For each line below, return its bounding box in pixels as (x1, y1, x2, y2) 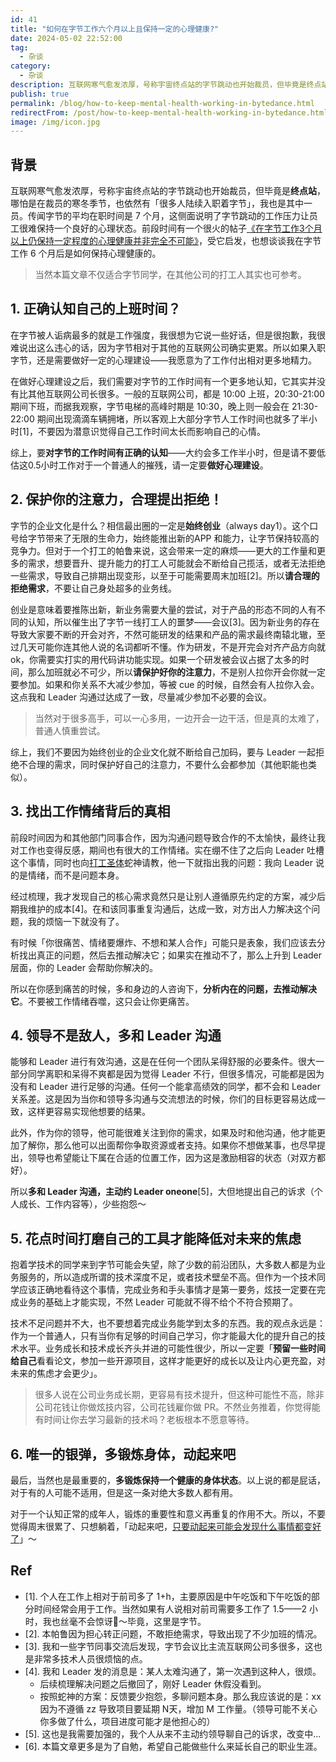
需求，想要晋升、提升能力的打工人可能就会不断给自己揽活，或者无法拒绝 (27, 557, 326, 569)
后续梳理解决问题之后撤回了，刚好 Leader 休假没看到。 (39, 1677, 267, 1690)
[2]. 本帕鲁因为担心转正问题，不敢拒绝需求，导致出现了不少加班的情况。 (24, 1627, 323, 1640)
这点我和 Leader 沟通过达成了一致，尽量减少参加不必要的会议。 (10, 691, 272, 703)
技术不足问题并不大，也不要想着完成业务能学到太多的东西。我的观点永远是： (10, 1317, 326, 1330)
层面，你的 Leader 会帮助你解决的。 (10, 961, 158, 973)
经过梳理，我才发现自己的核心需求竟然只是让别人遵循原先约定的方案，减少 (10, 890, 317, 902)
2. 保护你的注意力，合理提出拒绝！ (10, 491, 223, 508)
